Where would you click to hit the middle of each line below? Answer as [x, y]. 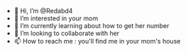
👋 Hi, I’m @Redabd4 [43, 11]
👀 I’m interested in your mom [56, 18]
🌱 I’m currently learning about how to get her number [92, 26]
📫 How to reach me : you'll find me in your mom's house [97, 41]
